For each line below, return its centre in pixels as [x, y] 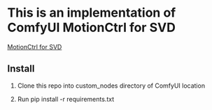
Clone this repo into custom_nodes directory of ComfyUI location [111, 86]
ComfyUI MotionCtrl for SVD [92, 28]
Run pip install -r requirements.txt [65, 99]
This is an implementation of [92, 13]
